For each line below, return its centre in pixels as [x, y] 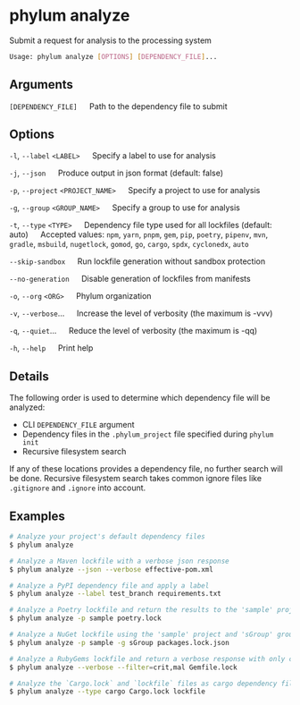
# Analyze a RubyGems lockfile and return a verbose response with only [147, 658]
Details [29, 376]
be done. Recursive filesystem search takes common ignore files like [135, 479]
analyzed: [27, 407]
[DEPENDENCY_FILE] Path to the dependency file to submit [118, 106]
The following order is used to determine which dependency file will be [140, 398]
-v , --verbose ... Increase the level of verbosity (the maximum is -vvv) [141, 313]
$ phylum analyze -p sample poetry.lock [86, 618]
